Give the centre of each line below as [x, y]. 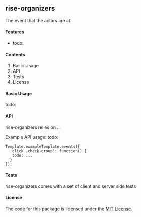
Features [15, 32]
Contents [15, 54]
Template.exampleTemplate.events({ [43, 146]
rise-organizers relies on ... [33, 127]
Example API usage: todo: [32, 137]
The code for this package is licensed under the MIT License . [69, 209]
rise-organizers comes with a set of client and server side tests [71, 186]
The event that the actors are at [38, 20]
